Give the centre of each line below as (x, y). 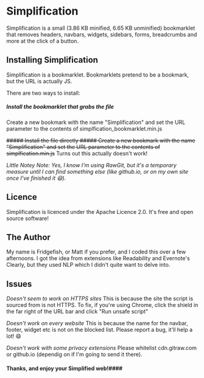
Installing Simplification (52, 60)
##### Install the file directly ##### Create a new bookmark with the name (101, 140)
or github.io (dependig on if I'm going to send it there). (74, 354)
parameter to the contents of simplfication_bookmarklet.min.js (84, 128)
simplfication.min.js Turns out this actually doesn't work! (77, 153)
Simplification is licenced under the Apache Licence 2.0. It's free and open (100, 211)
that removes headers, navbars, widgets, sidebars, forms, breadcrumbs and (102, 34)
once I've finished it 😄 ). (36, 178)
